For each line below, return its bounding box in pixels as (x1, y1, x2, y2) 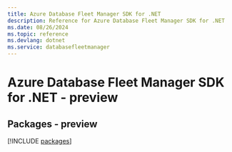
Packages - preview (7, 118, 98, 130)
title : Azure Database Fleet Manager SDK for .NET (7, 10, 161, 18)
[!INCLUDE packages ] (7, 137, 72, 145)
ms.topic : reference (7, 30, 69, 38)
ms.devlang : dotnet (7, 37, 66, 44)
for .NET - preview (7, 90, 118, 106)
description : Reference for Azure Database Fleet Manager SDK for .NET (7, 17, 225, 24)
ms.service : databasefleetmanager (7, 44, 111, 51)
